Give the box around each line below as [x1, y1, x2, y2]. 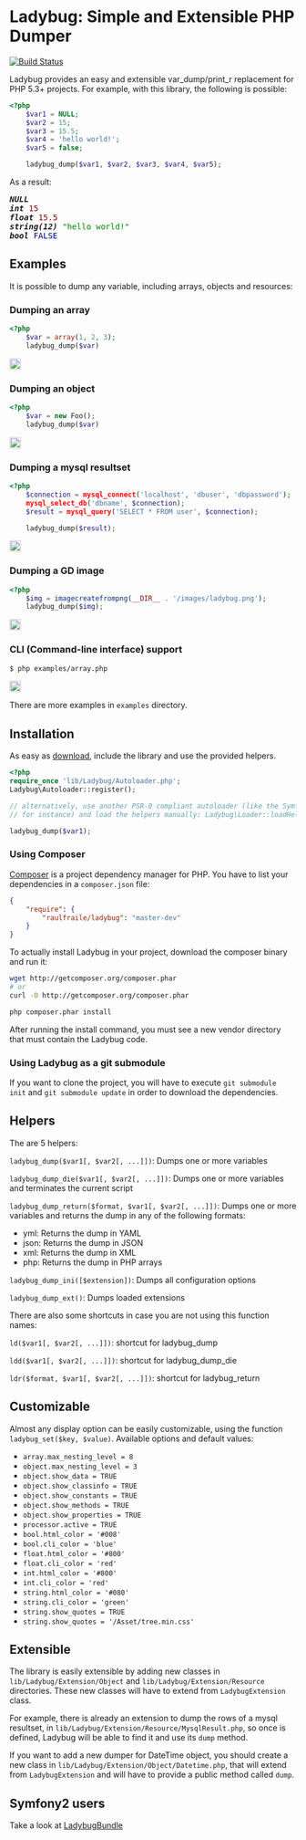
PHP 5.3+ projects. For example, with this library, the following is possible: [9, 83, 288, 94]
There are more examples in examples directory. [9, 700, 189, 711]
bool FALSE [9, 231, 58, 241]
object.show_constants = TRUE [22, 1490, 138, 1500]
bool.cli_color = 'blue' [22, 1540, 117, 1549]
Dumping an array [9, 303, 91, 316]
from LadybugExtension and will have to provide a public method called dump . [9, 1769, 294, 1781]
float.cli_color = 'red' [22, 1559, 117, 1568]
